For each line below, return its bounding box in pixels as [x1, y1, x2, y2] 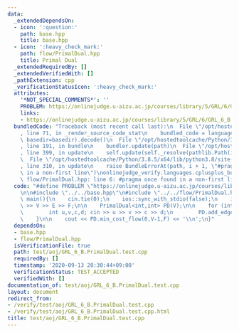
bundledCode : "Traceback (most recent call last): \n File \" [14, 122, 202, 130]
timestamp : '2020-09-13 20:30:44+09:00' [14, 262, 135, 269]
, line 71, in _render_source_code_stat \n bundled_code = [20, 129, 205, 137]
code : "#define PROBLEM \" [14, 182, 94, 189]
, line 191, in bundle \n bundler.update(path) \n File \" [20, 143, 205, 150]
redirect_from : [7, 295, 53, 302]
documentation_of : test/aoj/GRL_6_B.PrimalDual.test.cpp [7, 282, 180, 289]
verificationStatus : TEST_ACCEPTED [14, 268, 119, 275]
